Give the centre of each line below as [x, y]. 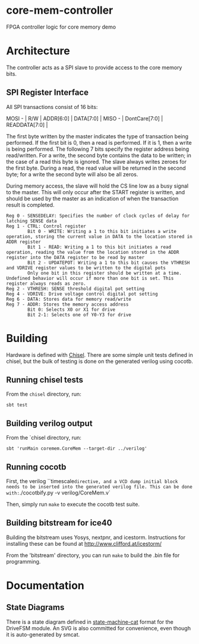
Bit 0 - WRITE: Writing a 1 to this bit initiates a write [102, 231]
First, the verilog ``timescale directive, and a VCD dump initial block [92, 481]
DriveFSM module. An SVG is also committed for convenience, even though [99, 628]
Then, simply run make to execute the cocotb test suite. [73, 505]
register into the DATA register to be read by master [75, 257]
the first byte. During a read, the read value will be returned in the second [96, 168]
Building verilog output [50, 423]
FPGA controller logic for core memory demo [61, 27]
